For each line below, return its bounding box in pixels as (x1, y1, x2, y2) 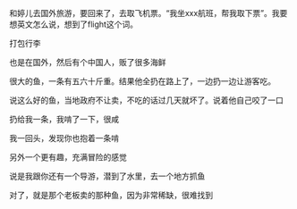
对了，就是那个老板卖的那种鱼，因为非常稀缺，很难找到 (9, 190, 213, 200)
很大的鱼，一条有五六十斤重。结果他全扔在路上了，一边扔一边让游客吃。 (9, 76, 276, 87)
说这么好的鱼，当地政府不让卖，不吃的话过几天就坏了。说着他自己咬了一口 (9, 95, 284, 105)
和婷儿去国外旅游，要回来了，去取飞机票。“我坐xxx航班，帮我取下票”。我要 (9, 8, 288, 18)
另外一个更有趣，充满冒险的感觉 (9, 152, 127, 163)
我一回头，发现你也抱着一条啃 (9, 133, 119, 143)
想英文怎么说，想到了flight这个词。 (9, 19, 139, 29)
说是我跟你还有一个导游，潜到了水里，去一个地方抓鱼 (9, 171, 206, 181)
